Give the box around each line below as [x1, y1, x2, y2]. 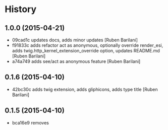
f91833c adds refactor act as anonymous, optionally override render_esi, [12, 42, 163, 48]
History [5, 4, 37, 15]
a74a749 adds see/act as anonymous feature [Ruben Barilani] [12, 58, 141, 64]
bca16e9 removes [12, 119, 49, 125]
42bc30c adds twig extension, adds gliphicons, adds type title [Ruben [12, 86, 158, 92]
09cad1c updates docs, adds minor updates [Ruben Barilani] [12, 37, 138, 43]
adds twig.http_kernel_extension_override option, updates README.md [12, 48, 160, 53]
